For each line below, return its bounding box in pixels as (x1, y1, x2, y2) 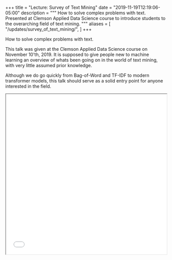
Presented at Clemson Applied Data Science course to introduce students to (5, 15, 166, 21)
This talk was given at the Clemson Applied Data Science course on (5, 46, 148, 52)
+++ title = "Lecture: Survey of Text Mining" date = (5, 5, 112, 10)
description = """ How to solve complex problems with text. (21, 10, 146, 16)
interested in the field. (5, 83, 52, 89)
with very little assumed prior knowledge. (5, 63, 92, 68)
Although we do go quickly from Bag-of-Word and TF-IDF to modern (5, 72, 150, 78)
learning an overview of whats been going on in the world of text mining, (5, 57, 158, 63)
